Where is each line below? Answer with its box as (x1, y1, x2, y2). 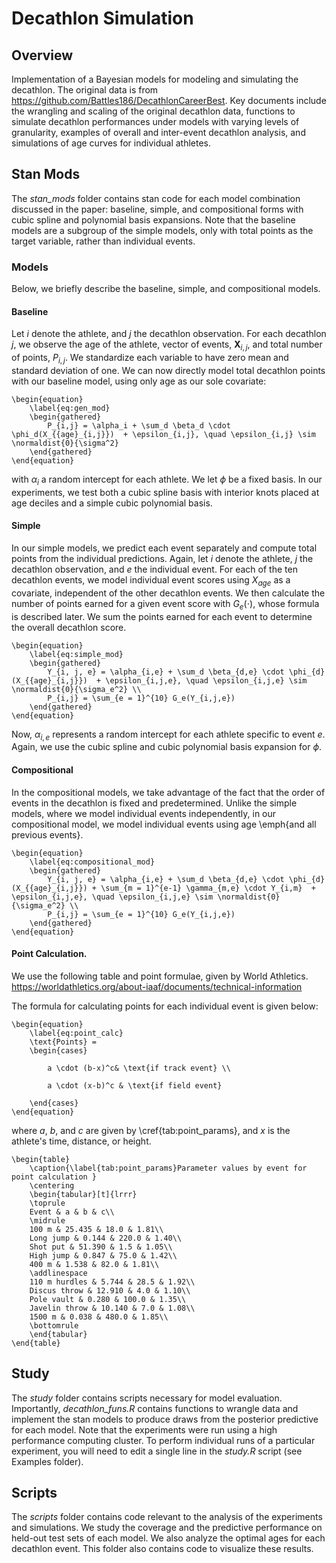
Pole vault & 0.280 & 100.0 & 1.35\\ (29, 1294, 187, 1304)
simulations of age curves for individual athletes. (11, 137, 212, 149)
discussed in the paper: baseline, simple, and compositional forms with (11, 203, 304, 215)
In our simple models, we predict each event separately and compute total (11, 542, 318, 554)
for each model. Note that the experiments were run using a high (11, 1423, 278, 1436)
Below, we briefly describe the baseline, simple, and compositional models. (11, 283, 321, 295)
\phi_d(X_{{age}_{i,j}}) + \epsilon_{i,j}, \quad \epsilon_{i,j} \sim (11, 429, 316, 439)
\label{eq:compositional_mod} (29, 857, 156, 867)
